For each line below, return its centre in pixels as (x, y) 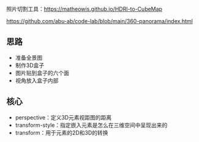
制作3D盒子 (30, 65)
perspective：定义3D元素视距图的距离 (63, 117)
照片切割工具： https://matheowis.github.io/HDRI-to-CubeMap (84, 9)
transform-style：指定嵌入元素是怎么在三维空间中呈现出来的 (91, 125)
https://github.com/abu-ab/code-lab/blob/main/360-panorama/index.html (99, 21)
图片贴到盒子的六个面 (42, 73)
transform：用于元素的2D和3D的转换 (62, 132)
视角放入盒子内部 (37, 80)
